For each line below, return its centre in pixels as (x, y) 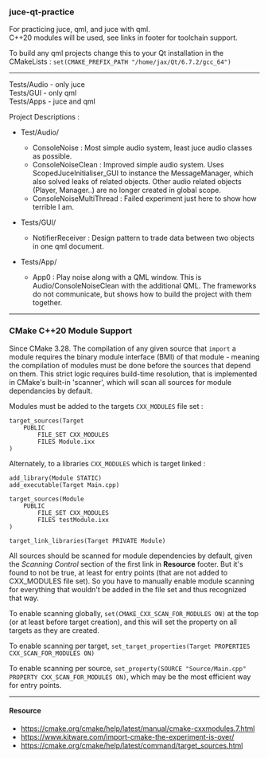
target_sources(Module (47, 499)
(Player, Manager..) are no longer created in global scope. (127, 190)
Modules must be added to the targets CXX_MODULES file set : (106, 406)
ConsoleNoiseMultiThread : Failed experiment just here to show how (144, 198)
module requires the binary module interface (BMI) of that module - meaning (134, 356)
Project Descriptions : (45, 117)
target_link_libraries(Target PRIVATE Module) (87, 540)
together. (47, 303)
